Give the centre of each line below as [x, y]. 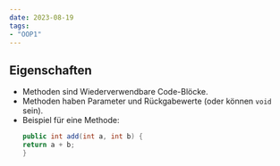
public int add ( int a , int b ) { [82, 137]
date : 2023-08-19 [42, 17]
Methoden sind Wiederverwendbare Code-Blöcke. [115, 92]
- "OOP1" [25, 34]
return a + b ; [48, 145]
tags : [19, 26]
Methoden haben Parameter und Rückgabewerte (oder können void [147, 101]
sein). [33, 111]
